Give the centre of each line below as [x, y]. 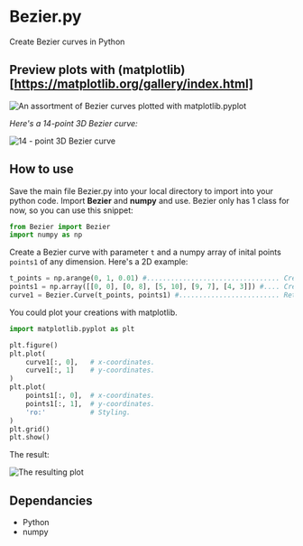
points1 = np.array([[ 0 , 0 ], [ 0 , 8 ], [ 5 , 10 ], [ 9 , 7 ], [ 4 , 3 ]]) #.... [145, 287]
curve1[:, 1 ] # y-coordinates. [90, 370]
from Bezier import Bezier [60, 227]
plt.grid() [30, 429]
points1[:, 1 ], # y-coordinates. [90, 403]
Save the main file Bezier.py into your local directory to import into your [141, 190]
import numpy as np [46, 235]
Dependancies [51, 500]
